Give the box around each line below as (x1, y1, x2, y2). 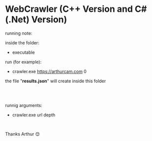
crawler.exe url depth (12, 112, 56, 118)
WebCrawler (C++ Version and (5, 3, 133, 15)
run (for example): (5, 59, 42, 65)
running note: (5, 30, 32, 36)
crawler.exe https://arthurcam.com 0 (12, 68, 87, 74)
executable (12, 49, 35, 55)
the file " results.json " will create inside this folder (5, 78, 106, 84)
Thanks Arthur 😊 (5, 131, 40, 137)
